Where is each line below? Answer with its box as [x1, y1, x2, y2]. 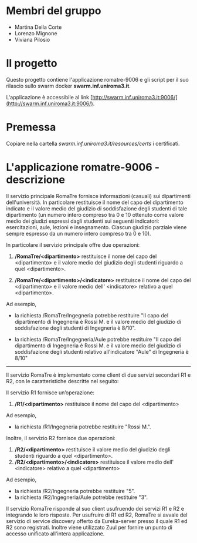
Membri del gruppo [6, 4, 101, 18]
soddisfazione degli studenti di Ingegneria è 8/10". [14, 324, 136, 331]
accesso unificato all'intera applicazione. [6, 530, 105, 537]
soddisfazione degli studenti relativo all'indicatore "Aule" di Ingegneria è [14, 348, 189, 355]
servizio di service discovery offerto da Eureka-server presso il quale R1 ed [6, 517, 188, 524]
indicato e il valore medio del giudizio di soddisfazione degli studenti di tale [6, 205, 188, 212]
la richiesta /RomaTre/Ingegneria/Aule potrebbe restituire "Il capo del [14, 336, 181, 343]
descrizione [6, 173, 66, 186]
